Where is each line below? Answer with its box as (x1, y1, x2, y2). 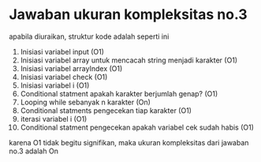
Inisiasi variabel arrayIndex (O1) (20, 63, 123, 73)
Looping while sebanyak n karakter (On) (20, 97, 151, 107)
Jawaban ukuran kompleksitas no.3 (9, 6, 248, 24)
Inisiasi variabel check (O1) (20, 72, 108, 81)
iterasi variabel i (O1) (20, 114, 88, 123)
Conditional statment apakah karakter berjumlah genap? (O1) (20, 89, 218, 98)
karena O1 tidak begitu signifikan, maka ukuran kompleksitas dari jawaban (9, 138, 249, 147)
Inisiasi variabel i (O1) (20, 81, 90, 90)
